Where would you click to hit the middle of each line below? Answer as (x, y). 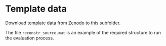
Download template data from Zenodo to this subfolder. (63, 23)
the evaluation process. (30, 38)
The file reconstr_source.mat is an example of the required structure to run (83, 32)
